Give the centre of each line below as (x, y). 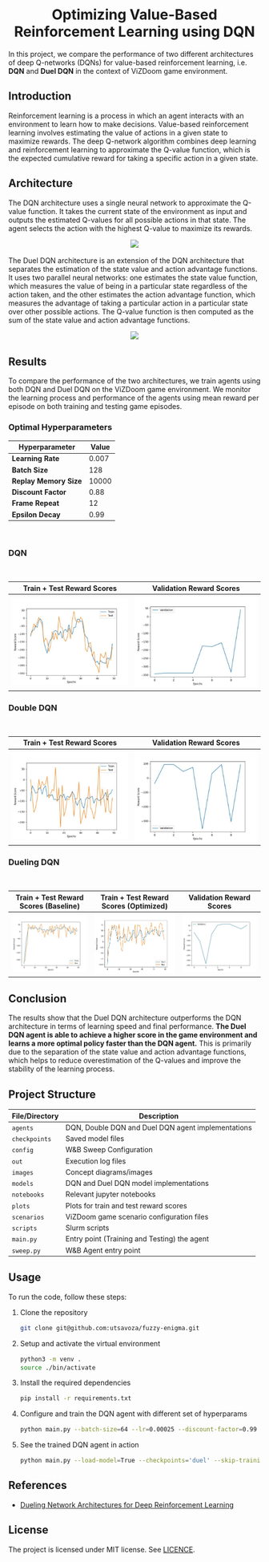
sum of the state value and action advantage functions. (99, 320)
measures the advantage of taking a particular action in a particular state (128, 303)
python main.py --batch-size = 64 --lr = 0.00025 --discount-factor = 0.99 (139, 1430)
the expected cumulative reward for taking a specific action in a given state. (133, 158)
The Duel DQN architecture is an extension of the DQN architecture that (126, 260)
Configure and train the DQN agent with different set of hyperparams (134, 1414)
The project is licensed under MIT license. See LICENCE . (102, 1549)
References (38, 1485)
